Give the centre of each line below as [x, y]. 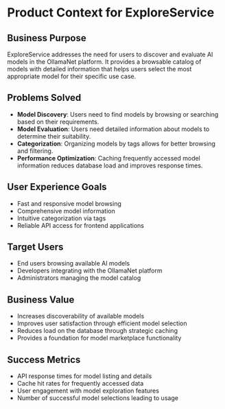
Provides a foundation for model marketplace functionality [99, 338]
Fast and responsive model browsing [69, 203]
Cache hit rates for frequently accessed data [80, 384]
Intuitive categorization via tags [61, 218]
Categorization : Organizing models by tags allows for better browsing [116, 143]
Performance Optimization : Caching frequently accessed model [109, 158]
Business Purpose [47, 38]
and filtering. [35, 151]
